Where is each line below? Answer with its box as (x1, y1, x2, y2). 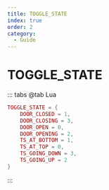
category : (7, 30, 37, 37)
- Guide (13, 37, 37, 44)
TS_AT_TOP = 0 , (20, 143, 65, 150)
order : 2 (7, 23, 33, 30)
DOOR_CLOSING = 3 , (20, 117, 74, 124)
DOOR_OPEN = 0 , (20, 124, 65, 131)
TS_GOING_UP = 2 (20, 157, 68, 164)
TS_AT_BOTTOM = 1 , (20, 137, 74, 144)
